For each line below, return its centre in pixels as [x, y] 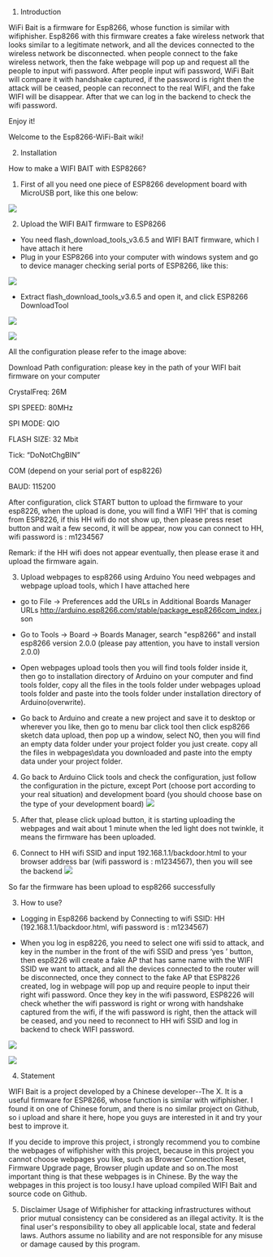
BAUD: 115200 [32, 486]
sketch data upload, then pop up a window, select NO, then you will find [140, 735]
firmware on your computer [54, 376]
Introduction [41, 12]
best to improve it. [39, 1126]
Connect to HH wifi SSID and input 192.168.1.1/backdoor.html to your [133, 853]
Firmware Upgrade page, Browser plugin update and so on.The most [123, 1168]
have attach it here [52, 248]
